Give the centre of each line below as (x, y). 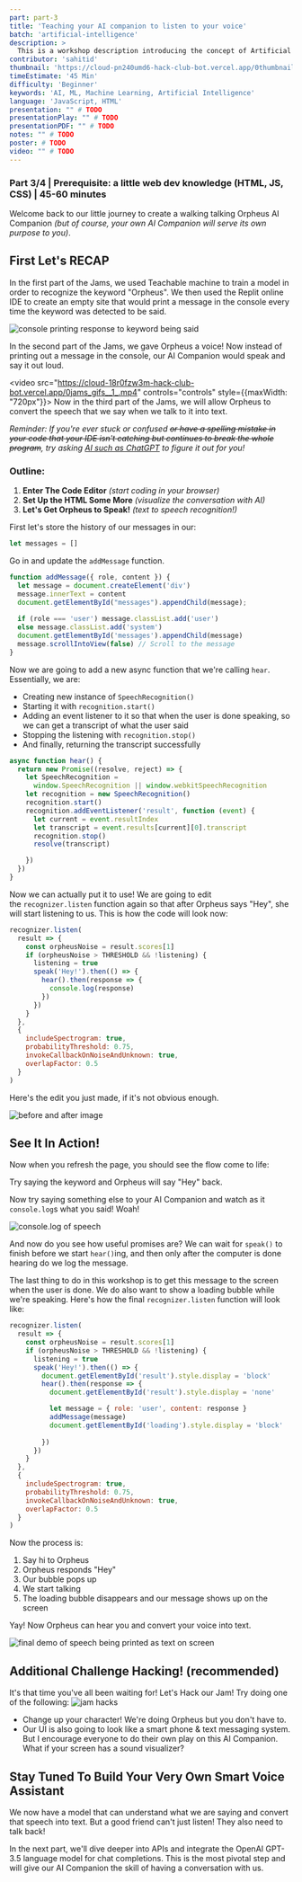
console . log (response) (92, 989)
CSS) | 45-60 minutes (58, 194)
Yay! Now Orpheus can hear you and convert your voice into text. (130, 1625)
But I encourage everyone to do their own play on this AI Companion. (150, 1739)
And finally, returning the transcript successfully (111, 744)
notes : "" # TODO (42, 135)
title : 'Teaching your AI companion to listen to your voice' (128, 26)
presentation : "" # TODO (56, 110)
